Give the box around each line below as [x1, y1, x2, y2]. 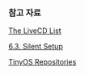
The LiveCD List [8, 26, 62, 35]
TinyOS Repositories [8, 57, 77, 67]
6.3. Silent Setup [8, 42, 63, 52]
